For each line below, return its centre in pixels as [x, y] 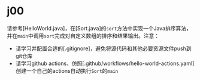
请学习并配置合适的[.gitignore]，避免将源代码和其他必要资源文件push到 [103, 48]
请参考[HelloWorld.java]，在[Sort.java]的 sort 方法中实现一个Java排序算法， [99, 28]
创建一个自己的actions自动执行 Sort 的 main [67, 70]
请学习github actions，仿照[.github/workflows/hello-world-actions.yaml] [105, 63]
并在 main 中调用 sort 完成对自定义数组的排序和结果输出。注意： [83, 36]
